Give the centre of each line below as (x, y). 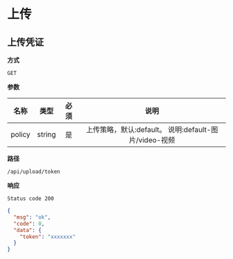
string (46, 134)
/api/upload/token (34, 172)
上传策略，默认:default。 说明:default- (148, 129)
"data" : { (27, 230)
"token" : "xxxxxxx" (48, 237)
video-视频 (157, 140)
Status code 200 (31, 199)
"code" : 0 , (29, 224)
